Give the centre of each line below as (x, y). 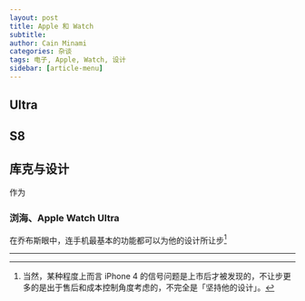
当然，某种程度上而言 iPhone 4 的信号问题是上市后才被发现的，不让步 (153, 277)
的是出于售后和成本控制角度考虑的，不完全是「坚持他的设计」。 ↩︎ (152, 287)
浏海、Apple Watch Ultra (64, 218)
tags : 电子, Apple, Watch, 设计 (68, 60)
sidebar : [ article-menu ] (56, 69)
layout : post (34, 18)
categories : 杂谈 (41, 52)
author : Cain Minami (49, 43)
